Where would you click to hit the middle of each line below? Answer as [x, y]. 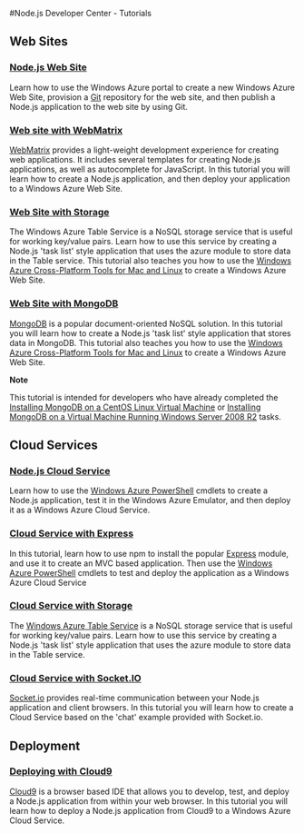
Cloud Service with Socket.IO [76, 678]
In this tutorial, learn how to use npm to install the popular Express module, [149, 553]
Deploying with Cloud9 [61, 771]
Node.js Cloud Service [60, 471]
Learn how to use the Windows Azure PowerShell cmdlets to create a [139, 491]
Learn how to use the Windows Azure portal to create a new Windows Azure [152, 87]
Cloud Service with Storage [71, 606]
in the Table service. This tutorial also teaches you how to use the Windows [151, 261]
